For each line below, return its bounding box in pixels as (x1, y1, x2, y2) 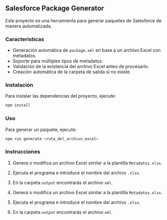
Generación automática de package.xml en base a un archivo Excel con (12, 47, 161, 53)
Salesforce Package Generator (5, 4, 104, 13)
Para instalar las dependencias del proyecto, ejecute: (5, 93, 116, 99)
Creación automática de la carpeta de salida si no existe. (12, 69, 131, 75)
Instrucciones (5, 148, 41, 155)
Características (5, 36, 44, 43)
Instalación (5, 81, 34, 88)
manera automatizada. (5, 23, 52, 29)
